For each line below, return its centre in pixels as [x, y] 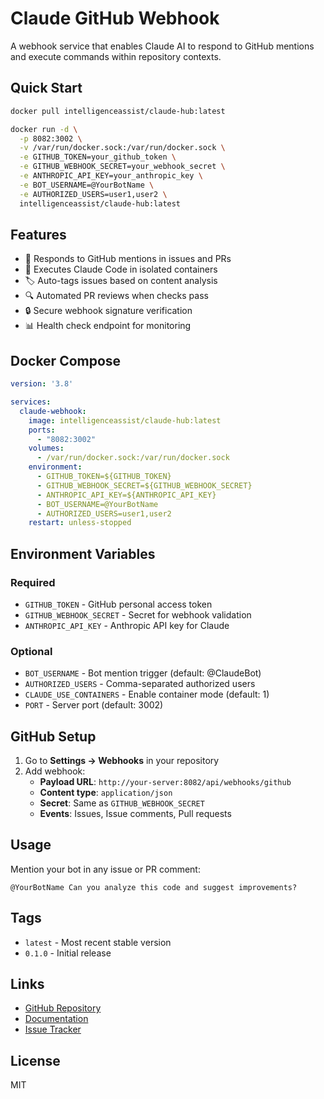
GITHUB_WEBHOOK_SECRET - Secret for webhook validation [138, 614]
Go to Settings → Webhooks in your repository [122, 761]
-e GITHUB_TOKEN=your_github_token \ [98, 157]
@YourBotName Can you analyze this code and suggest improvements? [154, 887]
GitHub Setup [53, 736]
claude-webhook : [53, 411]
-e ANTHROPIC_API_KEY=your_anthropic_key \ [111, 176]
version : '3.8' [42, 384]
